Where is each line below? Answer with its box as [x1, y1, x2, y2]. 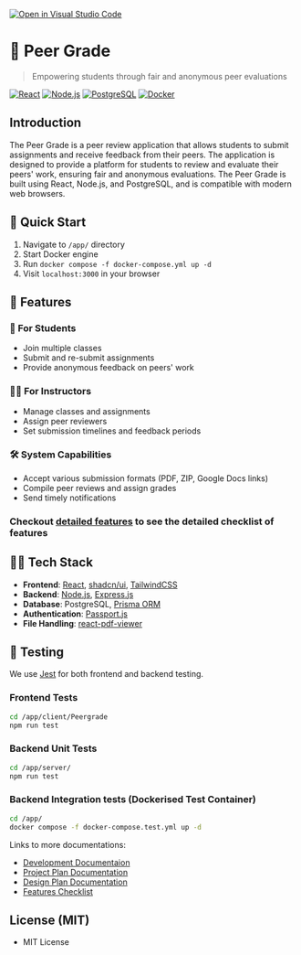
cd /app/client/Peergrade [9, 712, 108, 722]
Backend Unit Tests [9, 742, 98, 755]
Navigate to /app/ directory [22, 239, 126, 250]
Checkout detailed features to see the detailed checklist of [9, 515, 275, 528]
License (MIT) [9, 912, 90, 928]
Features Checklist [22, 885, 94, 896]
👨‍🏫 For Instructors [9, 385, 92, 398]
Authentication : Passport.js [22, 608, 128, 619]
